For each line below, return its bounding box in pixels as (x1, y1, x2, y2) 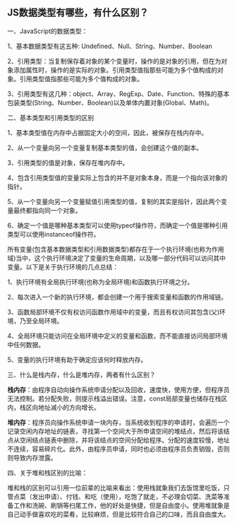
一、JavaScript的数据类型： (7, 27, 88, 35)
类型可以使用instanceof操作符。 (7, 230, 100, 238)
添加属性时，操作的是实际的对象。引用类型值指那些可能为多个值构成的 (13, 66, 217, 74)
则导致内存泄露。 (7, 453, 57, 461)
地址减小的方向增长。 (37, 403, 100, 411)
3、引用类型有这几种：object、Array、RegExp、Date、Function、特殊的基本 (7, 89, 230, 98)
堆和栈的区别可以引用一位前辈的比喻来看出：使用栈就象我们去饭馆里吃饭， (7, 483, 224, 492)
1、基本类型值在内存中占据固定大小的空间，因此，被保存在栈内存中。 (7, 128, 208, 136)
